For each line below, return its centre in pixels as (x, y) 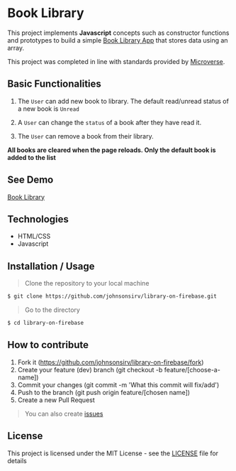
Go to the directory (52, 310)
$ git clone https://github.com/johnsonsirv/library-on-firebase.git (112, 296)
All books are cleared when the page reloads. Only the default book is (112, 150)
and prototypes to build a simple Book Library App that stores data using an (118, 40)
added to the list (32, 157)
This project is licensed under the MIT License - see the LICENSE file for (113, 453)
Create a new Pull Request (56, 400)
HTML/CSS (34, 237)
